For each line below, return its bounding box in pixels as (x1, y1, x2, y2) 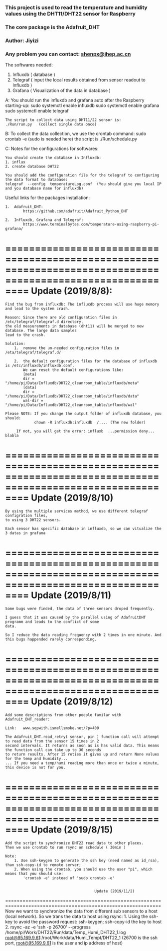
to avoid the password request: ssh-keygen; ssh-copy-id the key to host (13, 918, 162, 924)
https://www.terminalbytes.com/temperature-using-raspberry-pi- (23, 222, 160, 227)
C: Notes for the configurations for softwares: (5, 145, 99, 151)
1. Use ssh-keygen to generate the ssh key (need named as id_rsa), (14, 858, 160, 863)
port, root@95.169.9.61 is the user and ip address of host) (5, 939, 123, 946)
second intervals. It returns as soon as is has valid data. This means (5, 743, 160, 748)
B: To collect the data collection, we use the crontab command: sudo (5, 130, 147, 136)
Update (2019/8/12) (30, 696, 113, 707)
